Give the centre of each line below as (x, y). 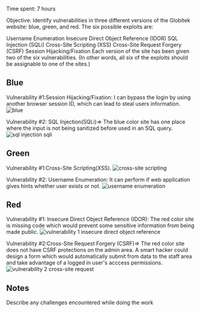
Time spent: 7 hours (31, 9)
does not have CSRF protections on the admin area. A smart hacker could (97, 250)
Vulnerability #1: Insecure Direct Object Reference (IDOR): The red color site (100, 219)
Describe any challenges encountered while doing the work (80, 302)
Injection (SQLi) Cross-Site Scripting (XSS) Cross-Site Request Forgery (94, 45)
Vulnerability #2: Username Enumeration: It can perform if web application (98, 179)
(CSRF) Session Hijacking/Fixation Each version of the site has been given (98, 51)
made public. (23, 232)
